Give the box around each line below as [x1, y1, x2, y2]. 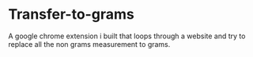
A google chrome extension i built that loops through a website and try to [8, 31, 246, 41]
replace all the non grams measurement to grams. [8, 39, 171, 48]
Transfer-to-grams [8, 5, 134, 23]
